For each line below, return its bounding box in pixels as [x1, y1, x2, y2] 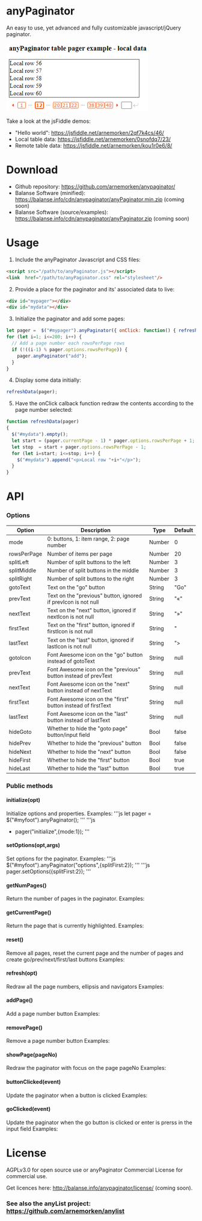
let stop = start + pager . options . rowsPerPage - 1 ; [11, 444, 147, 450]
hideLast [8, 765, 31, 772]
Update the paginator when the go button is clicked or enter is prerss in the [6, 1119, 192, 1126]
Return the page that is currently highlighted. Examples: [6, 922, 144, 930]
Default [174, 527, 194, 534]
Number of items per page [47, 550, 112, 558]
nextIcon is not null [47, 613, 94, 621]
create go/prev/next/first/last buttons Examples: [6, 955, 125, 963]
